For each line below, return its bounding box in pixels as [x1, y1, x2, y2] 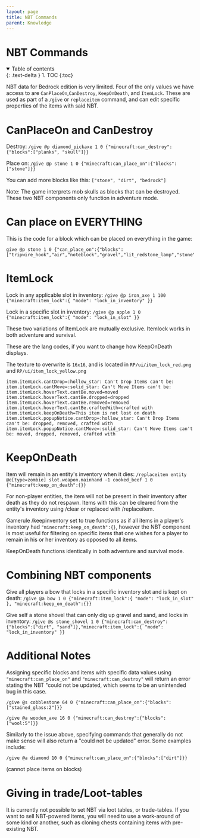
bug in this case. [6, 687, 47, 695]
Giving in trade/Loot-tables [6, 787, 143, 800]
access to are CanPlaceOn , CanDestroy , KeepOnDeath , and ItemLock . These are [6, 90, 190, 97]
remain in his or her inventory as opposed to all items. [6, 536, 138, 544]
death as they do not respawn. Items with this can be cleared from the [6, 499, 179, 507]
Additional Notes [6, 649, 91, 663]
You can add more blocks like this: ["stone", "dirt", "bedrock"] [6, 177, 167, 184]
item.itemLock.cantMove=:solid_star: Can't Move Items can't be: [6, 384, 171, 390]
